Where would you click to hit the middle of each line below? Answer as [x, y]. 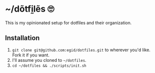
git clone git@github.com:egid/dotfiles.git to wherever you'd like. [81, 50]
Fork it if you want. [31, 55]
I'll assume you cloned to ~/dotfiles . [49, 60]
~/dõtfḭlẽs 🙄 [30, 9]
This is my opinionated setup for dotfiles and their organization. [69, 22]
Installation [22, 38]
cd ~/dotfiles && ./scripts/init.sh [49, 66]
